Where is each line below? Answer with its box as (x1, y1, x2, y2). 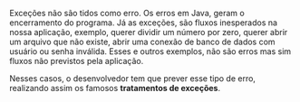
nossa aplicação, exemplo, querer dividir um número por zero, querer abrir (9, 27, 288, 37)
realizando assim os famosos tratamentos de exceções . (9, 83, 220, 93)
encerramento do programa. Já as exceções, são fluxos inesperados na (9, 17, 278, 28)
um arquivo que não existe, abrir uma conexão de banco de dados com (9, 36, 276, 47)
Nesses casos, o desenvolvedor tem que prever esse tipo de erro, (9, 73, 256, 84)
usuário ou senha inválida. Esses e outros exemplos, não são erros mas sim (9, 46, 292, 57)
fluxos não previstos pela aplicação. (9, 56, 144, 66)
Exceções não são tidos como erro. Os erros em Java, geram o (9, 8, 245, 18)
